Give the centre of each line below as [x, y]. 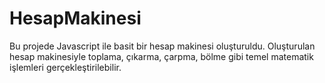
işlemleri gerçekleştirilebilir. [65, 67]
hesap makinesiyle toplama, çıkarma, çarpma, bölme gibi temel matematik [161, 56]
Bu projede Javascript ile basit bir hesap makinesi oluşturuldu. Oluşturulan [162, 46]
